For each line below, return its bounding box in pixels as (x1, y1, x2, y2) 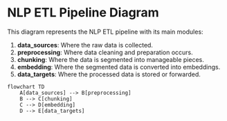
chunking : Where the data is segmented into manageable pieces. (17, 55, 204, 63)
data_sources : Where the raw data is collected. (17, 41, 154, 49)
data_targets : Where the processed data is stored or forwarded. (17, 70, 201, 78)
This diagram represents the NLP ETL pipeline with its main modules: (7, 27, 203, 36)
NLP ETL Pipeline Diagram (7, 5, 159, 21)
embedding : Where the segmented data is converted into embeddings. (17, 63, 221, 71)
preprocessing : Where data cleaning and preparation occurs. (17, 48, 194, 56)
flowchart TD (7, 83, 45, 90)
